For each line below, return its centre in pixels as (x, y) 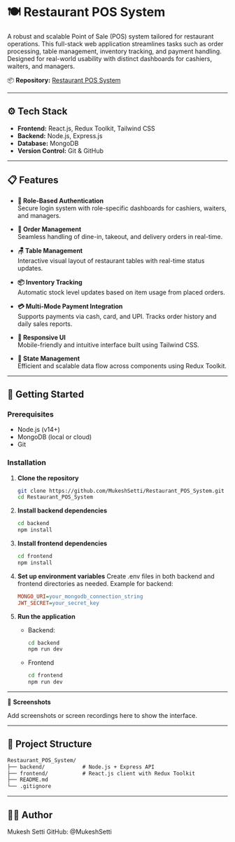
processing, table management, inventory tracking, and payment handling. (114, 51)
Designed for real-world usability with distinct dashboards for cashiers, (109, 58)
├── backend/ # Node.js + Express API (81, 767)
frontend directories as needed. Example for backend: (95, 583)
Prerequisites (30, 414)
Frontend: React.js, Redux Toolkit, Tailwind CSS (86, 128)
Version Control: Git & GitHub (60, 151)
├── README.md (28, 780)
